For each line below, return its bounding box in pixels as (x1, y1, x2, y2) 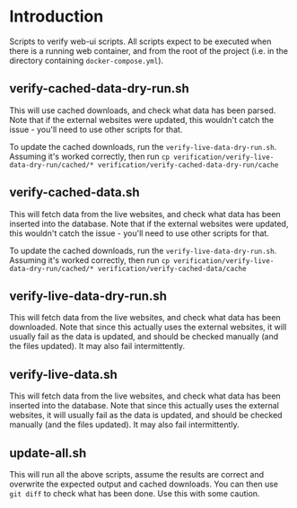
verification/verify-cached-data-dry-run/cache (97, 160, 279, 170)
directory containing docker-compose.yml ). (9, 55, 164, 66)
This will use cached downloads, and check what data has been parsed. (9, 105, 276, 116)
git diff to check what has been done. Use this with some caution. (9, 488, 260, 499)
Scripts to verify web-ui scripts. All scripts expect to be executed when (9, 36, 272, 47)
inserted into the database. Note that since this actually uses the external (9, 400, 280, 411)
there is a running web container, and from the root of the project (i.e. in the (9, 45, 289, 56)
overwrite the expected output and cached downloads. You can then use (9, 478, 279, 489)
